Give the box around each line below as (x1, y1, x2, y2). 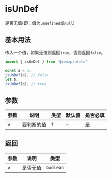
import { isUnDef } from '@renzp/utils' (5, 59, 88, 64)
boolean (46, 164, 64, 170)
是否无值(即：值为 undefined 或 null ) (5, 20, 75, 26)
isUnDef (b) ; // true (5, 82, 47, 87)
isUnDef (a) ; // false (5, 72, 49, 77)
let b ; (5, 77, 18, 82)
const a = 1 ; (5, 68, 32, 73)
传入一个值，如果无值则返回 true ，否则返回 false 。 (5, 50, 106, 55)
